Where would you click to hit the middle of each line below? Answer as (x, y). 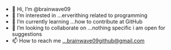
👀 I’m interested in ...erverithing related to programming (80, 15)
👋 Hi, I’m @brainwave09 (41, 9)
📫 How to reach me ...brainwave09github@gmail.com (78, 41)
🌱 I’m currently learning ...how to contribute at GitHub (77, 21)
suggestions (27, 34)
